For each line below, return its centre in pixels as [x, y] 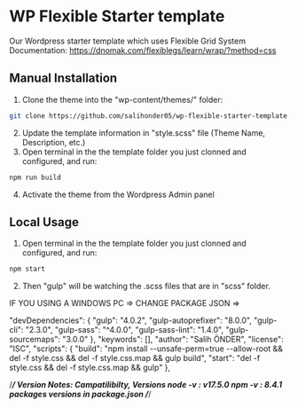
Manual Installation [63, 78]
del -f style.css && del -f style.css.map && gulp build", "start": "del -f [135, 358]
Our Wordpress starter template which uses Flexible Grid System [128, 41]
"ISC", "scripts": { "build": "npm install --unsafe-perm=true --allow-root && [146, 349]
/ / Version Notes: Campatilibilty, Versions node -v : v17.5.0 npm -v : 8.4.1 [145, 385]
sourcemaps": [35, 340]
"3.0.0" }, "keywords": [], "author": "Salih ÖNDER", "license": [173, 340]
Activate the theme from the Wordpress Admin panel [118, 194]
